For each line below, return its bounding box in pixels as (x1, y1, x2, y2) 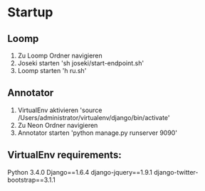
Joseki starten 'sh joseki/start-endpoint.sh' (17, 59, 144, 67)
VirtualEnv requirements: (7, 149, 122, 161)
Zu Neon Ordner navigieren (17, 121, 98, 129)
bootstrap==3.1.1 (7, 175, 56, 184)
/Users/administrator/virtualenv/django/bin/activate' (17, 113, 170, 121)
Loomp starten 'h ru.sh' (17, 67, 87, 75)
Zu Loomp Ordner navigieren (17, 51, 103, 60)
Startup (7, 4, 53, 21)
